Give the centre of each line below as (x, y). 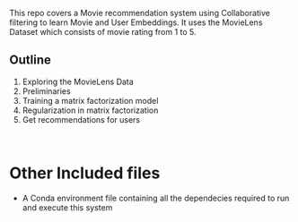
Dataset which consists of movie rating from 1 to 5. (103, 32)
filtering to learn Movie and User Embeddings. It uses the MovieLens (136, 22)
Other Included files (85, 173)
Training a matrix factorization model (90, 100)
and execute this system (67, 207)
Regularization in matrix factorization (90, 110)
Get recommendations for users (81, 119)
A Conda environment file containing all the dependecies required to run (156, 198)
